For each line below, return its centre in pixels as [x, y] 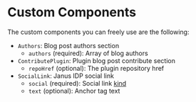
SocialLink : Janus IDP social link [66, 76]
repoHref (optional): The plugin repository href [96, 68]
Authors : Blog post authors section [68, 45]
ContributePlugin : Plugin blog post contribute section [97, 60]
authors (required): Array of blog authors [88, 53]
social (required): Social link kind [77, 83]
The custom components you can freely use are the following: [98, 32]
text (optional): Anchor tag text [74, 91]
